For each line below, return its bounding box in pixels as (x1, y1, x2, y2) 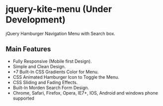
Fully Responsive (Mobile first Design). (12, 58, 92, 64)
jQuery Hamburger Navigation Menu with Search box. (5, 30, 116, 36)
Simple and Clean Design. (12, 63, 66, 69)
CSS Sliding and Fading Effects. (12, 79, 78, 85)
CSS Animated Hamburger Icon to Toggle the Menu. (12, 74, 120, 80)
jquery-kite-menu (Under (5, 3, 112, 15)
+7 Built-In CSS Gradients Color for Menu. (12, 69, 99, 75)
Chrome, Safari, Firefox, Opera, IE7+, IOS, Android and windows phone (12, 90, 158, 96)
